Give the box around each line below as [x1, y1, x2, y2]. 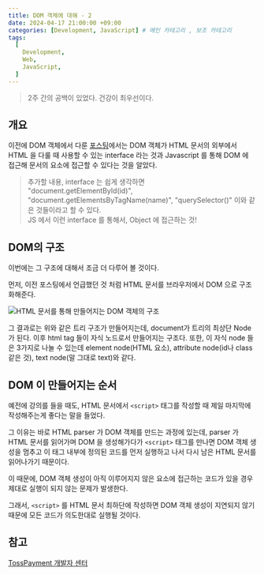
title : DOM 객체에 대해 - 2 [8, 11, 92, 20]
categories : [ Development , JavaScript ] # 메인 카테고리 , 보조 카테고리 [8, 26, 232, 34]
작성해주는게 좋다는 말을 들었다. [8, 411, 106, 420]
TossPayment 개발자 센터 [8, 558, 88, 567]
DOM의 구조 [8, 240, 65, 254]
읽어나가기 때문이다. [8, 457, 69, 467]
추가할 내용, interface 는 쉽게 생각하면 [27, 177, 145, 186]
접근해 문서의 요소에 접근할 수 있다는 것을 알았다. [8, 160, 158, 170]
